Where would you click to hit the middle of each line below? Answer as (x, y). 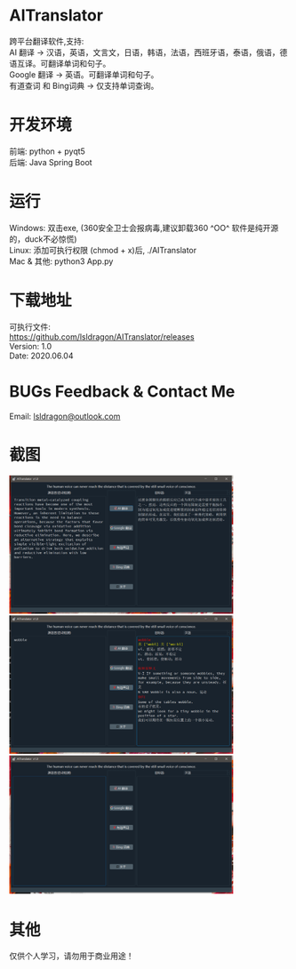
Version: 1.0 (31, 346)
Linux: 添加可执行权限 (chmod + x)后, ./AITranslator (103, 250)
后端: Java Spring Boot (51, 162)
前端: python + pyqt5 (48, 151)
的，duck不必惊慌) (43, 239)
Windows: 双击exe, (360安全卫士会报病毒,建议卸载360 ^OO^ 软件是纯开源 (144, 228)
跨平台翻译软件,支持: (47, 41)
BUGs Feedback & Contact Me (122, 391)
